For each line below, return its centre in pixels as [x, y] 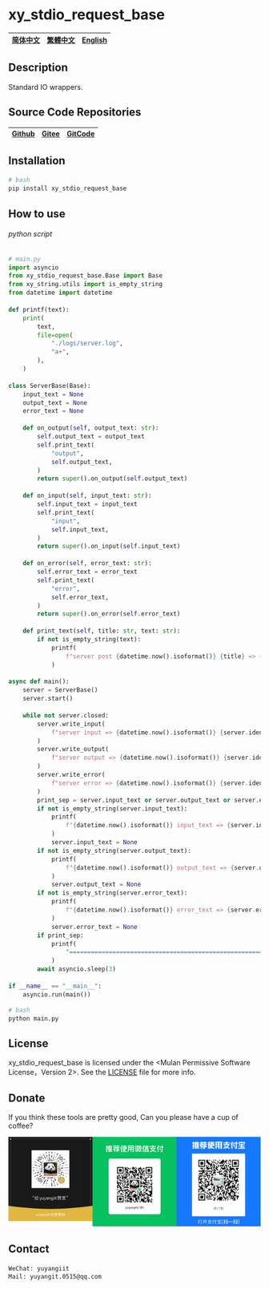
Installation [37, 161]
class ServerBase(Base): [50, 386]
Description [38, 68]
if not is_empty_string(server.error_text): [112, 893]
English [95, 40]
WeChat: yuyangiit [39, 1268]
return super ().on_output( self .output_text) [112, 479]
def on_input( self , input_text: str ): [87, 496]
